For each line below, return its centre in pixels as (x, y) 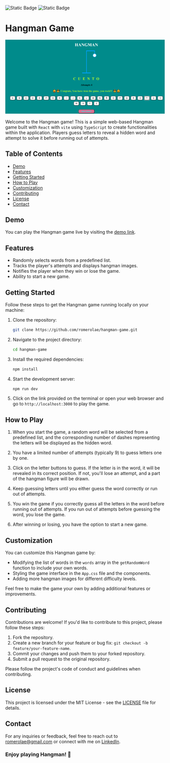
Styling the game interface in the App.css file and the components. (82, 574)
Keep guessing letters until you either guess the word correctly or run (85, 489)
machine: (15, 310)
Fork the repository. (33, 637)
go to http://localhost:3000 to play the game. (61, 404)
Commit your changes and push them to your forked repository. (79, 653)
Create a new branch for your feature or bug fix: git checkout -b (80, 643)
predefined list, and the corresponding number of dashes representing (86, 437)
